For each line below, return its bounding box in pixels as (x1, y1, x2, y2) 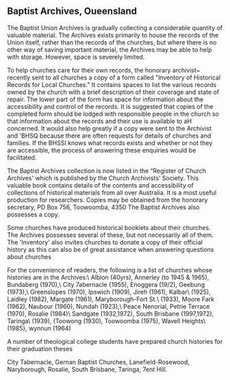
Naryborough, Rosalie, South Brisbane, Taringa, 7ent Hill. (7, 365, 168, 373)
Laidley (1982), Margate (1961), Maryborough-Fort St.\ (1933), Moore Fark (7, 294, 215, 303)
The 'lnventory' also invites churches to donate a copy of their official (7, 238, 203, 246)
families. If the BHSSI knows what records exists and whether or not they (7, 138, 213, 147)
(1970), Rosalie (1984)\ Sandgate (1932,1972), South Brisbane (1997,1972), (7, 309, 214, 318)
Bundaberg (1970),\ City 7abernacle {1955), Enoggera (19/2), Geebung (7, 280, 205, 288)
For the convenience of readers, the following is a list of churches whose (7, 266, 213, 274)
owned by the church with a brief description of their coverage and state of (7, 88, 220, 96)
